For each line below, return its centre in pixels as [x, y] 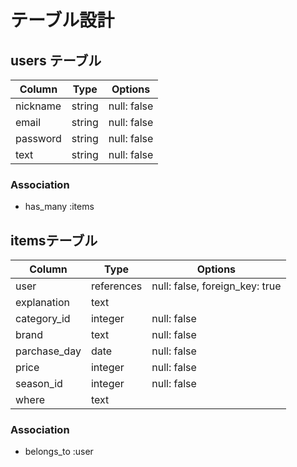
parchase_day [48, 351]
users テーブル [56, 60]
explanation [42, 303]
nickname [38, 106]
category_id [43, 319]
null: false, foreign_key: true [216, 286]
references [116, 286]
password [38, 138]
